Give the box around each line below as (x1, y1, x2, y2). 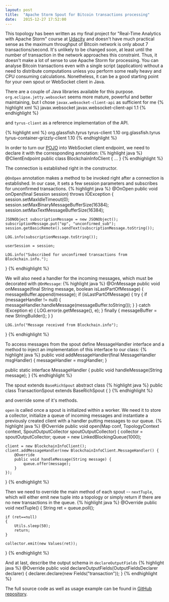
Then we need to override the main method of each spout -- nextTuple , (5, 489, 153, 495)
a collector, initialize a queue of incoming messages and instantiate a (5, 412, 148, 419)
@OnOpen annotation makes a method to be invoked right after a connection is (5, 175, 164, 181)
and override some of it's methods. (5, 397, 78, 404)
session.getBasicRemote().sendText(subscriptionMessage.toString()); (5, 226, 155, 231)
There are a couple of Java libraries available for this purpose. (5, 89, 135, 95)
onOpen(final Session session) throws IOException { (5, 191, 114, 197)
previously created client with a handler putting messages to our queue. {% (5, 418, 162, 424)
